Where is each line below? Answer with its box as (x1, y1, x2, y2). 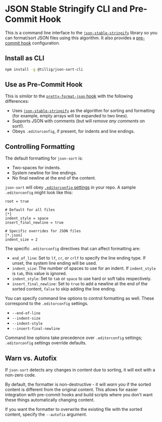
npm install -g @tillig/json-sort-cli (5, 67, 83, 72)
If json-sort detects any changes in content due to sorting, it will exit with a (5, 367, 156, 373)
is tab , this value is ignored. (12, 271, 67, 276)
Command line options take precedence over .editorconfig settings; (5, 335, 143, 341)
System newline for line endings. (12, 170, 77, 176)
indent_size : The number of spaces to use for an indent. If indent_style (12, 265, 156, 271)
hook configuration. (21, 40, 60, 46)
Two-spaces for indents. (12, 165, 61, 171)
